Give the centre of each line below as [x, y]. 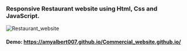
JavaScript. [23, 16]
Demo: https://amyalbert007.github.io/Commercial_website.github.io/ [93, 42]
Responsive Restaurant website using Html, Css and [82, 9]
